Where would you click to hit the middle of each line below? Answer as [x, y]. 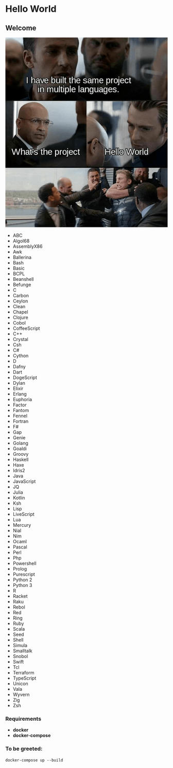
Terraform [23, 673]
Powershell [25, 563]
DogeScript [25, 378]
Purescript [24, 575]
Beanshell [23, 279]
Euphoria [22, 400]
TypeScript [24, 678]
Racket [20, 596]
